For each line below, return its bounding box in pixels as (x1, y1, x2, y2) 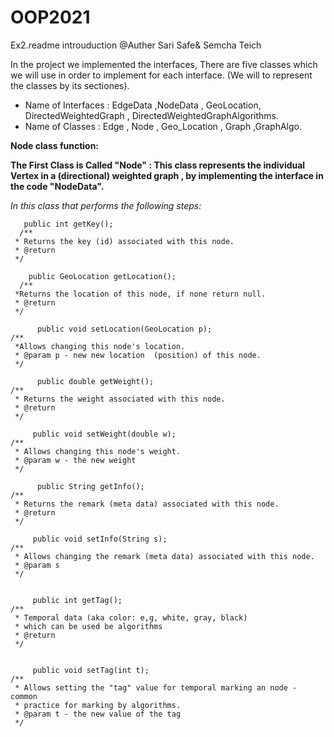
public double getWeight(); (36, 376, 155, 386)
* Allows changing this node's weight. (14, 446, 182, 456)
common (10, 691, 38, 701)
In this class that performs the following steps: (10, 199, 202, 211)
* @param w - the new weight (14, 455, 137, 465)
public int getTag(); (32, 595, 123, 605)
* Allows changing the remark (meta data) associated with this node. (14, 551, 315, 561)
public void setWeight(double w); (32, 429, 177, 439)
